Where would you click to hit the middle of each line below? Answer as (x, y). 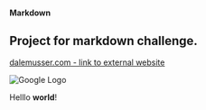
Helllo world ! (33, 97)
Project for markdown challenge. (104, 41)
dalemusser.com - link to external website (87, 62)
